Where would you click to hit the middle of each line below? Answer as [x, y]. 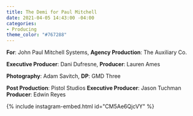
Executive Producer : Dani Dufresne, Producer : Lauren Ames [83, 64]
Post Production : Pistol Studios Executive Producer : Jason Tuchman [94, 88]
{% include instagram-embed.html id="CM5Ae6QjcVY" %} [80, 106]
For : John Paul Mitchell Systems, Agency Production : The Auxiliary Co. [97, 52]
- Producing [21, 29]
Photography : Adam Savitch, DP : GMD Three [63, 76]
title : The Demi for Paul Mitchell [52, 12]
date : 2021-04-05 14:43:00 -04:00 [51, 18]
